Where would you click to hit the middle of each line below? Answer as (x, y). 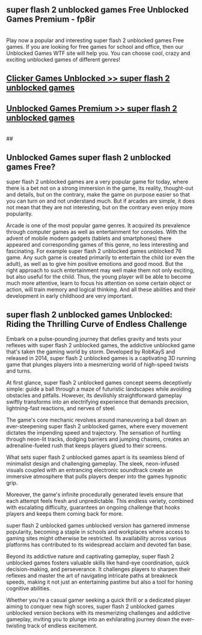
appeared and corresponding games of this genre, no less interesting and (97, 244)
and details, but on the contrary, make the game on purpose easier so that (98, 194)
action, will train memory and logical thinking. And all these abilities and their (101, 289)
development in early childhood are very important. (70, 295)
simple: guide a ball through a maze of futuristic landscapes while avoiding (99, 389)
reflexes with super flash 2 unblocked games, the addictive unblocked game (101, 345)
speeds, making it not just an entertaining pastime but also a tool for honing (100, 582)
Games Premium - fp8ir (51, 20)
